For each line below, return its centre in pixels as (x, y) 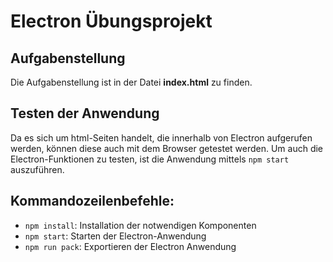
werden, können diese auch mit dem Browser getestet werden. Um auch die (167, 148)
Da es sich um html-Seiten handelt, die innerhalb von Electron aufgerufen (161, 137)
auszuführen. (37, 169)
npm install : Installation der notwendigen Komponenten (140, 225)
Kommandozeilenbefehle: (92, 201)
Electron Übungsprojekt (111, 21)
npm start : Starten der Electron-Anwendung (115, 236)
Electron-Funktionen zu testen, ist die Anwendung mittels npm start (150, 159)
